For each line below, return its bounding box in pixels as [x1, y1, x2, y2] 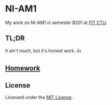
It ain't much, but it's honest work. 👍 [5, 47, 81, 53]
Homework [5, 64, 40, 72]
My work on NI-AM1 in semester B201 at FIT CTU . [5, 19, 107, 25]
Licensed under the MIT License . [5, 94, 73, 100]
